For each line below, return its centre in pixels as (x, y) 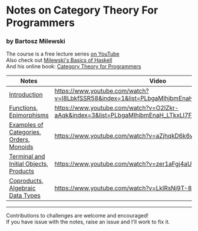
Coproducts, (26, 181)
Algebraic (22, 188)
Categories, (25, 132)
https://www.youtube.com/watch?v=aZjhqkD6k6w (125, 136)
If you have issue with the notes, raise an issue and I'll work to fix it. (88, 222)
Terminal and (27, 157)
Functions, (24, 108)
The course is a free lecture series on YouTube (63, 54)
